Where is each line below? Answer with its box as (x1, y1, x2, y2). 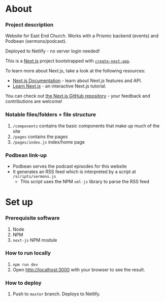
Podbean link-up (5, 151, 47, 158)
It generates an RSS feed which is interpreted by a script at (12, 169, 136, 175)
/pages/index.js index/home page (12, 139, 85, 145)
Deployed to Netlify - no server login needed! (5, 48, 100, 54)
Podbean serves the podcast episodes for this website (12, 163, 127, 170)
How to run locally (5, 250, 51, 257)
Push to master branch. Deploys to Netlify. (12, 291, 101, 297)
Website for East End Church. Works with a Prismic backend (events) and (5, 33, 159, 39)
